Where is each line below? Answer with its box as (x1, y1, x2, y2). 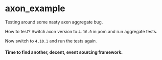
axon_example (5, 3, 65, 14)
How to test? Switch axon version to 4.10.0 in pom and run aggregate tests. (5, 28, 158, 34)
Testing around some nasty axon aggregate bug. (5, 19, 103, 25)
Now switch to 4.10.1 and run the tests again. (5, 38, 97, 44)
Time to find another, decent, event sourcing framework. (5, 49, 123, 55)
